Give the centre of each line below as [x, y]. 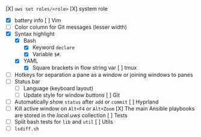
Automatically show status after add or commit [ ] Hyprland [86, 102]
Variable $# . [47, 54]
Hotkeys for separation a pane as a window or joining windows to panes [104, 75]
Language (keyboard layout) [58, 88]
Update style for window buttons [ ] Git [72, 95]
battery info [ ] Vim [38, 20]
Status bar [27, 81]
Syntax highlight [34, 34]
